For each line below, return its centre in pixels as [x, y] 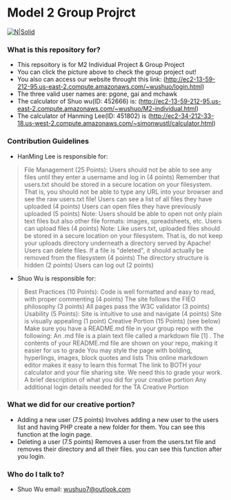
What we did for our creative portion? [71, 405]
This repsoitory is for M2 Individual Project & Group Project [101, 65]
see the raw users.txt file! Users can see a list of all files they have [118, 199]
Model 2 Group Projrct [71, 13]
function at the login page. [54, 434]
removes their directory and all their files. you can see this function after [120, 449]
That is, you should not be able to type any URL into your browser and [123, 192]
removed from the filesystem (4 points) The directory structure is [116, 257]
